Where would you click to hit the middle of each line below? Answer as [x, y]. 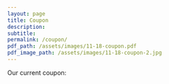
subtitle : [22, 33]
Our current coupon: [37, 72]
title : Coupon [28, 20]
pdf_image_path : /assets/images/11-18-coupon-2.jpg [84, 53]
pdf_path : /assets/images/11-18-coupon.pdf [72, 46]
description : [26, 27]
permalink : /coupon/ [38, 40]
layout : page [26, 14]
